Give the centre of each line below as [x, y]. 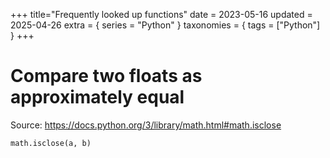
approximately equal [97, 97]
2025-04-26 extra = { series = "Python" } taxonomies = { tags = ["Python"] [165, 25]
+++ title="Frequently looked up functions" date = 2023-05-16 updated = [161, 14]
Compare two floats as [106, 76]
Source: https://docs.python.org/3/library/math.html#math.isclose [146, 125]
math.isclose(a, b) [51, 143]
